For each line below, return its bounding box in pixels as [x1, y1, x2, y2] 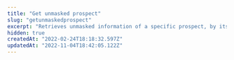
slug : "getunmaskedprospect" [7, 17, 92, 23]
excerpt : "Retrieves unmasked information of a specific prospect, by [7, 23, 217, 30]
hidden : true [7, 29, 45, 37]
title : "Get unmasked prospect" [7, 10, 101, 17]
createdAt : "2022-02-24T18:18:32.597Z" [7, 36, 123, 43]
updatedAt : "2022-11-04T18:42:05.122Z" [7, 42, 123, 49]
